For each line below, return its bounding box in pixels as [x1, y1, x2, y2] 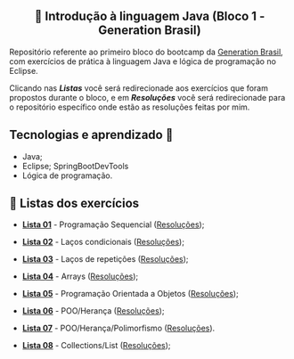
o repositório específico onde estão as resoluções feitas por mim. [9, 102, 250, 112]
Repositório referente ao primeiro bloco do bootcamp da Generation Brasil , [9, 46, 283, 57]
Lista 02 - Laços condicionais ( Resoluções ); [21, 237, 185, 248]
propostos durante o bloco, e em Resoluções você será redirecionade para [9, 92, 286, 102]
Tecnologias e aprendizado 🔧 [9, 127, 174, 143]
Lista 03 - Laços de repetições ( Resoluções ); [21, 254, 189, 265]
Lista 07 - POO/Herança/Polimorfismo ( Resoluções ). [21, 322, 216, 334]
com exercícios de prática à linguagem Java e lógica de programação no [9, 55, 276, 67]
